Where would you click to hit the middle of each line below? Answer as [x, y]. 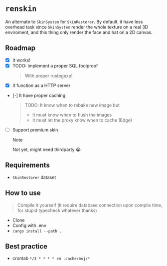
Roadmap [20, 48]
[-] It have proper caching [39, 95]
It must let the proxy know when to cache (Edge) [82, 120]
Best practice [26, 246]
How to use [23, 193]
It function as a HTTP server [41, 85]
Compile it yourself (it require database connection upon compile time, [90, 205]
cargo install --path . [37, 231]
